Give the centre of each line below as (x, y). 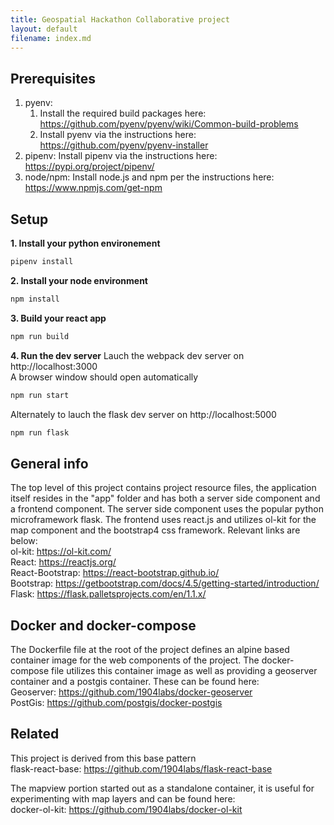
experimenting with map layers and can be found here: (123, 798)
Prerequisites (53, 78)
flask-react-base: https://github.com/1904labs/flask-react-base (141, 768)
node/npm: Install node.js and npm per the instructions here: (149, 177)
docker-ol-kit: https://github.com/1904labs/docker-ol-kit (126, 809)
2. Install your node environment (79, 280)
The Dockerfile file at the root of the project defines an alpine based (150, 649)
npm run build (40, 336)
